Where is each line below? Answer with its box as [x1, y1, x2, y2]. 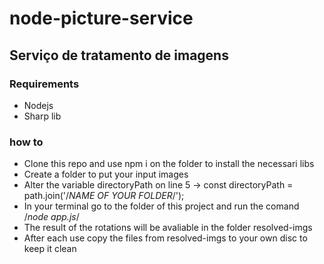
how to [9, 135, 44, 149]
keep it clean [23, 243, 77, 255]
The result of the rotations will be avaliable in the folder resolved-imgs [23, 222, 313, 234]
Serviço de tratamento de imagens [9, 47, 229, 64]
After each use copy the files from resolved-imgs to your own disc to [23, 232, 308, 244]
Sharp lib [23, 110, 62, 122]
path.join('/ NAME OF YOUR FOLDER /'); [23, 190, 185, 202]
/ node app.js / [23, 211, 80, 223]
